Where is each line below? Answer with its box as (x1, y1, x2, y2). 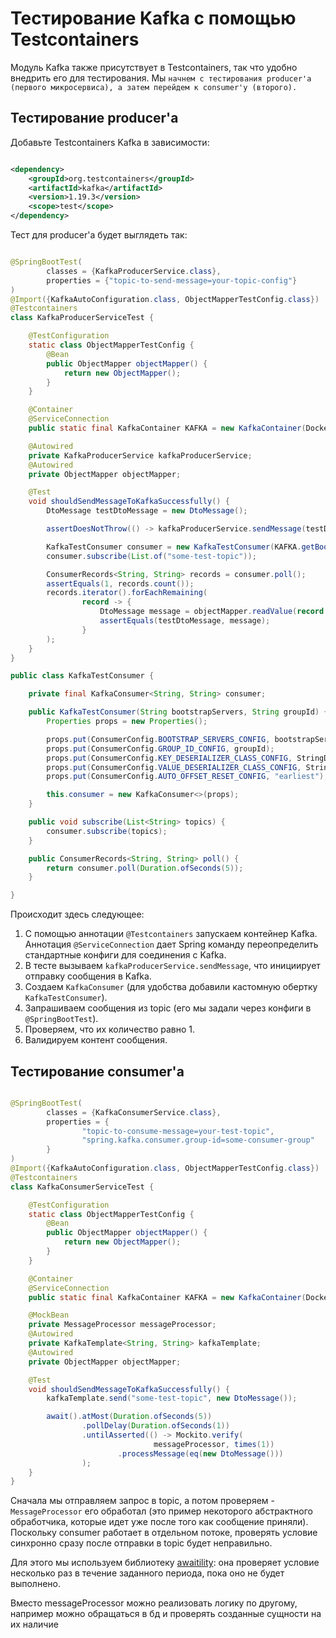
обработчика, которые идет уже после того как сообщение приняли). (10, 1516, 309, 1528)
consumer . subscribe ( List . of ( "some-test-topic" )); (46, 551, 257, 561)
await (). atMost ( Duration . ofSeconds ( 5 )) (46, 1412, 213, 1422)
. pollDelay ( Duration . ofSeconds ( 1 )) (81, 1421, 230, 1431)
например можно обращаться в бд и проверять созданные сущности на (10, 1608, 322, 1620)
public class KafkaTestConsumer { (10, 671, 155, 681)
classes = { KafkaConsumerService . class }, (46, 1107, 222, 1117)
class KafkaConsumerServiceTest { (10, 1182, 155, 1192)
